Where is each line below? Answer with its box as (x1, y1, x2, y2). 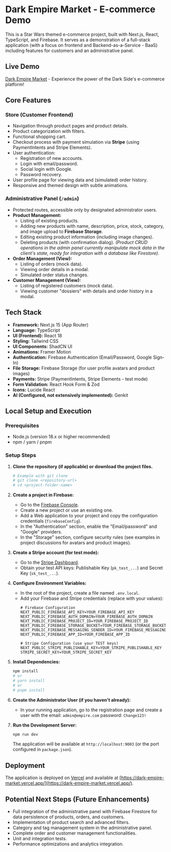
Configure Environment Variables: (12, 580, 87, 587)
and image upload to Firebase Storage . (20, 228, 103, 234)
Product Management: (12, 212, 62, 218)
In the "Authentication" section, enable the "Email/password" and (20, 523, 157, 529)
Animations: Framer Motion (12, 349, 71, 355)
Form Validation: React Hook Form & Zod (12, 381, 100, 387)
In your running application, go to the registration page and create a (20, 707, 162, 713)
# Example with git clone (12, 473, 68, 478)
